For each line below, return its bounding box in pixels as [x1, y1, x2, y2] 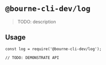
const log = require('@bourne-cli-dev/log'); [5, 46, 101, 51]
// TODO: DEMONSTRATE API [5, 55, 59, 60]
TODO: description [17, 18, 56, 24]
